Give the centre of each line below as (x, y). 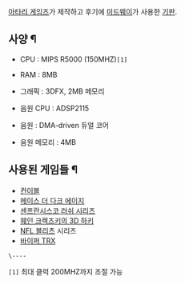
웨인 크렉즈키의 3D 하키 (57, 220)
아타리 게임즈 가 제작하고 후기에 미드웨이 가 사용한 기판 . (93, 12)
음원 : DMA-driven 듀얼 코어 (64, 125)
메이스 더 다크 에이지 (52, 200)
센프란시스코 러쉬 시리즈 (58, 210)
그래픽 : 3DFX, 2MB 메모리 (62, 91)
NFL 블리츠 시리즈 (48, 230)
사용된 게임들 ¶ (43, 170)
